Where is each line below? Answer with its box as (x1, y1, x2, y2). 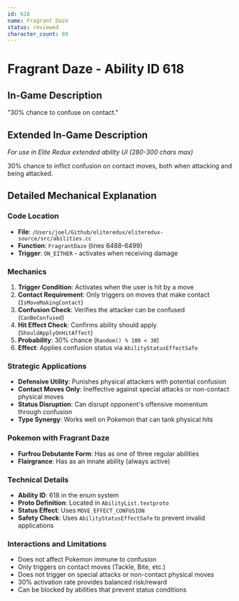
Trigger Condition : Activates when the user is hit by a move (17, 283, 194, 292)
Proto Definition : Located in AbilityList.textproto (17, 498, 169, 507)
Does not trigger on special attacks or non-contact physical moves (17, 570, 214, 579)
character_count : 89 (7, 30, 69, 38)
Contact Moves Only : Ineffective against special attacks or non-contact (17, 385, 230, 394)
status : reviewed (7, 24, 59, 31)
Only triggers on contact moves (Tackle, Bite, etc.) (17, 563, 166, 571)
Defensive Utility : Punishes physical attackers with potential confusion (17, 377, 227, 386)
